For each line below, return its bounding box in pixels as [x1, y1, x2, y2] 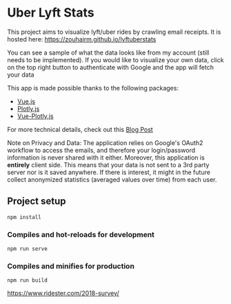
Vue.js [17, 97, 36, 105]
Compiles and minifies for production [7, 261, 134, 271]
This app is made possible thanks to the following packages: [7, 84, 179, 92]
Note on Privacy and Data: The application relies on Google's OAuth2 [7, 138, 203, 146]
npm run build [7, 277, 48, 284]
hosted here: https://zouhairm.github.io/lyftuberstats [7, 35, 157, 43]
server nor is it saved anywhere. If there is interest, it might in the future [7, 168, 210, 176]
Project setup [7, 196, 67, 207]
